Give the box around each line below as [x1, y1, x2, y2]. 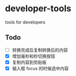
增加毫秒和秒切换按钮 [12, 53, 55, 59]
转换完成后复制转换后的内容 [12, 47, 68, 53]
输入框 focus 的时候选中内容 [12, 65, 69, 71]
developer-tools [5, 3, 72, 14]
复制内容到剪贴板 [12, 59, 47, 65]
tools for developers [5, 19, 45, 25]
